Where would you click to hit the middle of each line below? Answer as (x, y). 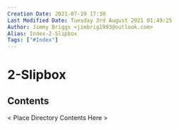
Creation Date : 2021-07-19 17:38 (57, 14)
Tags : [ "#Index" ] (33, 40)
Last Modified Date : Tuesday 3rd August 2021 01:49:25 (90, 20)
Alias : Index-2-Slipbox (42, 33)
